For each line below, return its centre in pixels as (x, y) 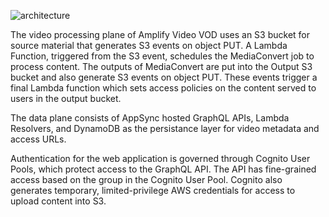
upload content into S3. (58, 201)
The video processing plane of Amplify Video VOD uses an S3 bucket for (160, 34)
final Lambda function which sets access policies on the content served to (163, 88)
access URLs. (38, 139)
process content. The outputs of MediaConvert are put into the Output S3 (161, 66)
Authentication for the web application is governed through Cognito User (160, 158)
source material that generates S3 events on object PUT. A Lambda (149, 45)
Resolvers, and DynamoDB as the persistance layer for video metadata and (165, 128)
